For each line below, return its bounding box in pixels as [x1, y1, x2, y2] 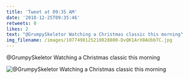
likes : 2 [6, 26, 29, 32]
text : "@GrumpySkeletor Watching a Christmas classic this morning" [6, 32, 184, 38]
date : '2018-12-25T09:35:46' [6, 15, 80, 21]
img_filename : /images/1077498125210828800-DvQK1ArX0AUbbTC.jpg [6, 37, 173, 43]
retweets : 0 [6, 20, 36, 26]
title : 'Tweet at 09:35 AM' [6, 9, 78, 15]
